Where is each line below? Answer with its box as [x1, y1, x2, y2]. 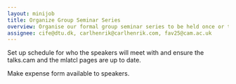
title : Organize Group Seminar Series [7, 17, 121, 24]
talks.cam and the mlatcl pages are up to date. [7, 56, 142, 65]
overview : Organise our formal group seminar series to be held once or [7, 23, 225, 30]
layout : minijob [7, 10, 55, 17]
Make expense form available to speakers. [7, 69, 130, 78]
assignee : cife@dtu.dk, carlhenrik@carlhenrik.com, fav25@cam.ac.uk [7, 29, 212, 37]
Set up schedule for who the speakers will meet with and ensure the [7, 49, 204, 57]
